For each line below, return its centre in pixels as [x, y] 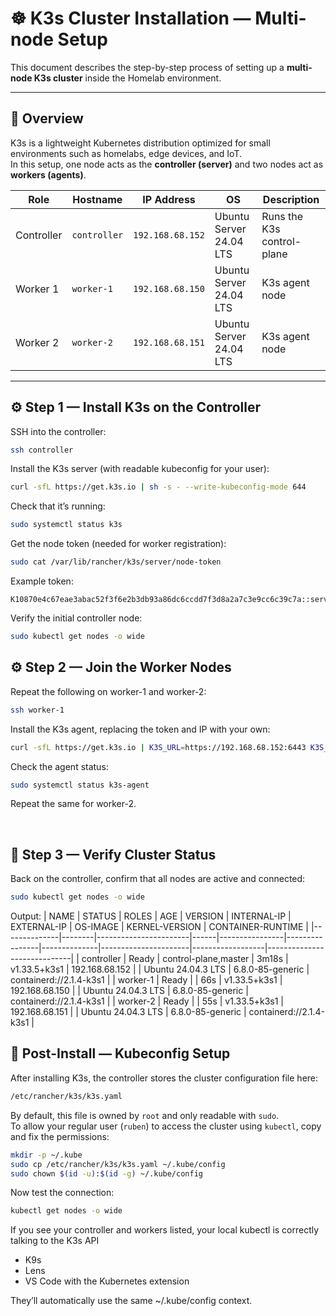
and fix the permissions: [60, 1136]
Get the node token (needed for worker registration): [118, 544]
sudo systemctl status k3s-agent [80, 785]
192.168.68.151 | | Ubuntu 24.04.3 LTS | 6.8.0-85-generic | [128, 1012]
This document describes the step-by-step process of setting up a [147, 67]
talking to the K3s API [55, 1241]
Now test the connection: [62, 1193]
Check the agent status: [59, 766]
